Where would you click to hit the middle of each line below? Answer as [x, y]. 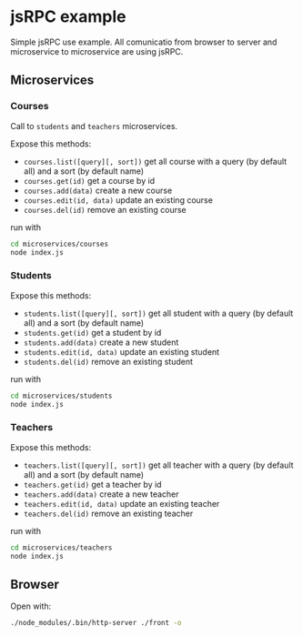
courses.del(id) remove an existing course [105, 209]
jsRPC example [68, 17]
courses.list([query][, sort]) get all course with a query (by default [155, 161]
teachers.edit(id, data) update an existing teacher [121, 503]
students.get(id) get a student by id [92, 332]
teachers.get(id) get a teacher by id [92, 484]
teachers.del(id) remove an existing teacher [108, 513]
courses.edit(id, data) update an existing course [118, 200]
